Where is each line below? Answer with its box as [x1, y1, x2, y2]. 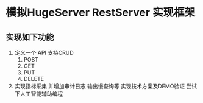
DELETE [23, 76, 44, 82]
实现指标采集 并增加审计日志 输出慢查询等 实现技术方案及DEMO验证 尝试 [14, 83, 198, 90]
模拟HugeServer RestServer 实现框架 [5, 5, 196, 20]
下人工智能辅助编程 [14, 90, 63, 98]
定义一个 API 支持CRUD [14, 49, 74, 56]
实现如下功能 [5, 32, 54, 42]
